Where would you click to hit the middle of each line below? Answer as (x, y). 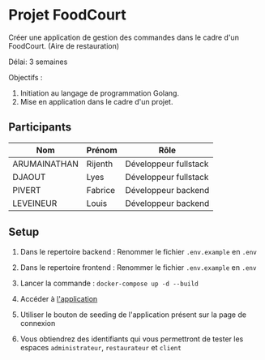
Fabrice (101, 190)
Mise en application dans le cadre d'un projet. (96, 101)
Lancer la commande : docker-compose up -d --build (109, 283)
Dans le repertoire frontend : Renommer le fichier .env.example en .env (138, 267)
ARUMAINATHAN (46, 164)
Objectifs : (26, 77)
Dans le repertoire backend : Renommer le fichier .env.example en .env (138, 251)
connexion (38, 323)
